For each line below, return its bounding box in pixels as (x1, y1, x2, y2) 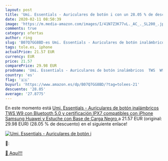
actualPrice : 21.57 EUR (5, 49, 55, 54)
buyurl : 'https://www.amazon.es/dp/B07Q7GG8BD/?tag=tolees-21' (5, 82, 140, 87)
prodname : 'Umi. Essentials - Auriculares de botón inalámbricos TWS (5, 68, 155, 73)
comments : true (5, 26, 37, 31)
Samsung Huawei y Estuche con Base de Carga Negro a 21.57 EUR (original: (5, 116, 162, 122)
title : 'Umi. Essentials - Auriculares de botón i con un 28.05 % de (5, 12, 153, 17)
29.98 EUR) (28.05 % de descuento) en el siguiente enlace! (5, 121, 127, 127)
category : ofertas (5, 31, 43, 36)
